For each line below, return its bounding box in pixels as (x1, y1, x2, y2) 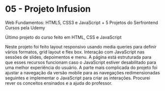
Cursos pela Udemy (5, 24, 45, 30)
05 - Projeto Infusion (5, 3, 91, 15)
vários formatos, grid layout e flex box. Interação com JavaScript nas (5, 49, 145, 55)
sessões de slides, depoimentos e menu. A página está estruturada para (5, 54, 152, 60)
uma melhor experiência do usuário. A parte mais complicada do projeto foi (5, 65, 158, 70)
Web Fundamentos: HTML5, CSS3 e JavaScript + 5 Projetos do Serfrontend (5, 20, 158, 25)
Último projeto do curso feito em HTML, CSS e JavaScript (5, 34, 122, 40)
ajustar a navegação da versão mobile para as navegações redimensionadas (5, 69, 160, 75)
